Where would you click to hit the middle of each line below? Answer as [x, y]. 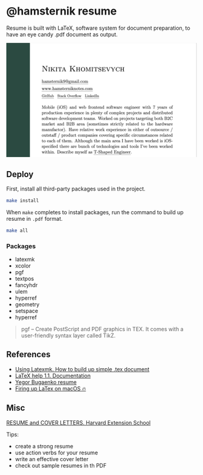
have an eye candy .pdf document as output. [62, 34]
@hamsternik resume [62, 11]
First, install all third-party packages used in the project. [76, 189]
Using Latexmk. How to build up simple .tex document [82, 369]
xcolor [23, 266]
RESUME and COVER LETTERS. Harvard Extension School [79, 422]
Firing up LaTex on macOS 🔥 [50, 388]
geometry [27, 305]
